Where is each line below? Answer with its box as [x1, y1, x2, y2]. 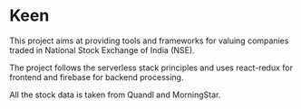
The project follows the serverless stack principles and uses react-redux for [9, 62, 293, 73]
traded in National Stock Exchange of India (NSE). [9, 44, 195, 55]
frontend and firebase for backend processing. [9, 71, 184, 82]
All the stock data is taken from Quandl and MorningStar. [9, 89, 221, 100]
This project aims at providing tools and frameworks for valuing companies [9, 35, 289, 46]
